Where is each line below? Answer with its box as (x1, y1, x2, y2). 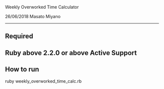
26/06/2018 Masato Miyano (5, 14, 61, 19)
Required (5, 32, 33, 40)
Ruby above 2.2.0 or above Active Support (5, 49, 137, 57)
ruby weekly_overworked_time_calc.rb (5, 78, 82, 84)
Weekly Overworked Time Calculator (5, 4, 79, 10)
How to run (5, 65, 40, 73)
